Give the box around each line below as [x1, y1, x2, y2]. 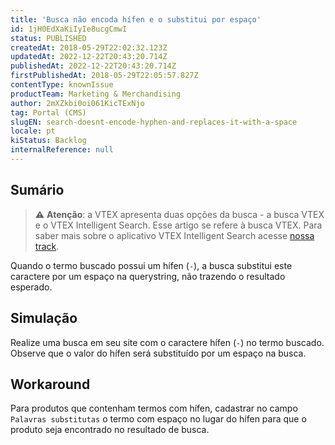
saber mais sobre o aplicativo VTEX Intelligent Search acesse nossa [34, 229, 315, 241]
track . [34, 240, 60, 252]
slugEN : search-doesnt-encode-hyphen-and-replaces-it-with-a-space [10, 117, 298, 127]
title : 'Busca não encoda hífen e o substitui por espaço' [10, 14, 262, 25]
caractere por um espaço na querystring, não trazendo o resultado [10, 270, 286, 282]
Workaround [10, 376, 91, 393]
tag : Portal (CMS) [10, 107, 87, 118]
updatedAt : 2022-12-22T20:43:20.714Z [10, 52, 168, 62]
